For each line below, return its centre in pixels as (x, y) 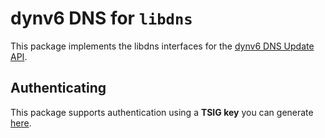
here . (21, 123)
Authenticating (58, 88)
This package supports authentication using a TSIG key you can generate (162, 112)
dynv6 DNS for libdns (101, 18)
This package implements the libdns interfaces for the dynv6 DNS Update (162, 46)
